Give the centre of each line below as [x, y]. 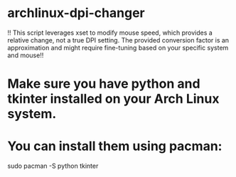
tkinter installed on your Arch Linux [113, 99]
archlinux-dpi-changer [76, 13]
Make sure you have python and [104, 84]
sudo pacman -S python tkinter [53, 166]
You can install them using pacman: [115, 146]
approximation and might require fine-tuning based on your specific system [118, 47]
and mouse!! [26, 55]
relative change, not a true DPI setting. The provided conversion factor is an [118, 40]
